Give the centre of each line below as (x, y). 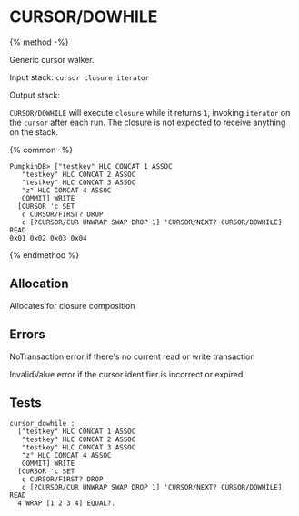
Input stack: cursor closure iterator (80, 77)
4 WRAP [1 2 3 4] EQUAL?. (67, 503)
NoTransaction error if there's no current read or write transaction (132, 356)
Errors (27, 335)
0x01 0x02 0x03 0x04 (49, 238)
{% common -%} (41, 150)
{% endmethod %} (45, 255)
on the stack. (34, 132)
